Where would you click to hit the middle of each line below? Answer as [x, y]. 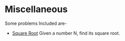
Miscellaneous [36, 9]
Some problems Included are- [36, 23]
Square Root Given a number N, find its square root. [66, 33]
